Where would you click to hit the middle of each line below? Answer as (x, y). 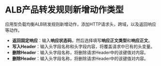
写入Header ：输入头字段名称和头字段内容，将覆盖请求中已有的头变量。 (83, 46)
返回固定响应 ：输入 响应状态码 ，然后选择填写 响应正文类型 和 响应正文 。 (82, 40)
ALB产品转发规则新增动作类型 (64, 10)
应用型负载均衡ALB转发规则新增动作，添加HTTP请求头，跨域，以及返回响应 (81, 24)
